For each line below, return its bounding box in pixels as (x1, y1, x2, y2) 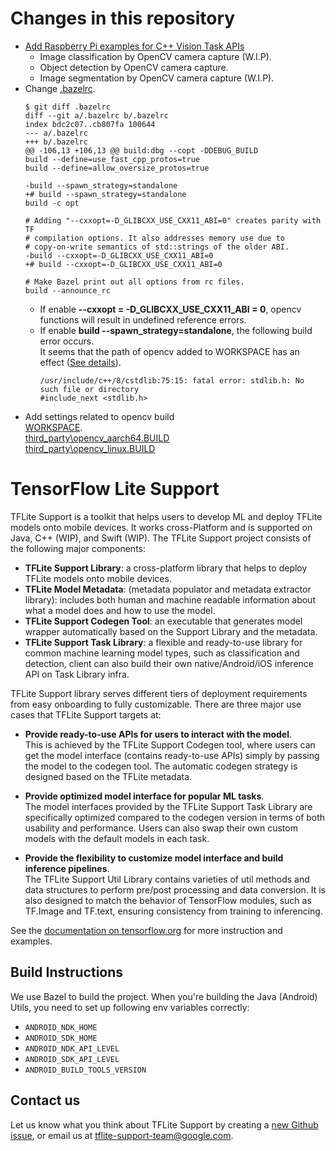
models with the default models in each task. (24, 832, 210, 844)
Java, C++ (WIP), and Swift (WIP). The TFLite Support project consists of (10, 532, 312, 544)
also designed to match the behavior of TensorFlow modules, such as (24, 894, 312, 906)
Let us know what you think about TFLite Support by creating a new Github (10, 1118, 319, 1131)
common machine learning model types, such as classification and (24, 647, 300, 659)
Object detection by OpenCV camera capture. (39, 61, 229, 73)
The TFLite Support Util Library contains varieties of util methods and (24, 873, 310, 885)
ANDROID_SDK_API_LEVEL (24, 1054, 120, 1064)
